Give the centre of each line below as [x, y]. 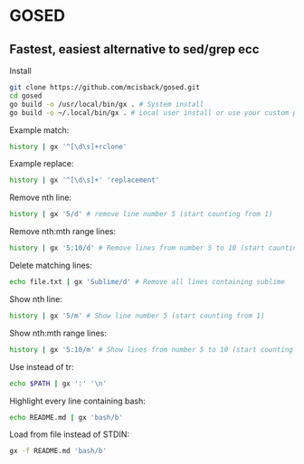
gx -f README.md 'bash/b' [58, 451]
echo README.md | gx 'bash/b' [66, 417]
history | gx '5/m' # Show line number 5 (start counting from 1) [137, 316]
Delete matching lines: [51, 265]
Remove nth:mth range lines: [62, 232]
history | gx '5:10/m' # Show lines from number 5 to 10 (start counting [152, 349]
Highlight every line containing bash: [78, 401]
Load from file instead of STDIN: [69, 434]
